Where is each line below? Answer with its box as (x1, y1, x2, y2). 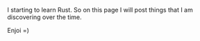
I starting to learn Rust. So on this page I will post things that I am (7, 6, 193, 14)
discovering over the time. (7, 13, 82, 21)
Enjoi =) (7, 27, 30, 34)
